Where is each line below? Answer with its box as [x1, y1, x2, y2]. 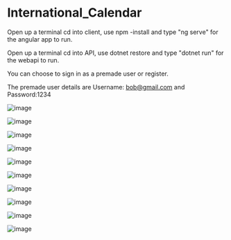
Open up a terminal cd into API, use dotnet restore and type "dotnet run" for [7, 49, 224, 57]
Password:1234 [7, 90, 51, 98]
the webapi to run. [7, 55, 60, 64]
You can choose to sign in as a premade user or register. [7, 69, 169, 78]
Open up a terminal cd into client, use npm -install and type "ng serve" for [7, 28, 219, 36]
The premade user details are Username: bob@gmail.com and [7, 83, 185, 91]
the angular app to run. [7, 35, 73, 43]
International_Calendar [7, 5, 142, 21]
